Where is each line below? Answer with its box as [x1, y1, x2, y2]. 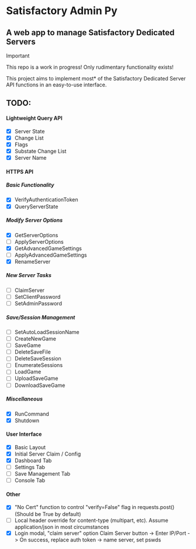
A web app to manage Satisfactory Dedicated [6, 28, 175, 38]
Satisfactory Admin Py [6, 4, 118, 18]
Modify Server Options [6, 217, 63, 224]
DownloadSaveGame [14, 382, 66, 389]
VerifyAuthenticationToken [14, 196, 78, 203]
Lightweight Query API [6, 114, 63, 122]
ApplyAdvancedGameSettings [14, 251, 87, 258]
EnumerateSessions [14, 362, 63, 369]
